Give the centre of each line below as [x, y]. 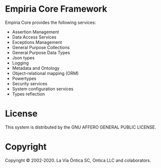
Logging [20, 63]
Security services [30, 83]
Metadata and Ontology [36, 68]
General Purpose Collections [41, 47]
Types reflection [28, 94]
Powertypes [24, 78]
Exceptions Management [37, 42]
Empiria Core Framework [56, 9]
